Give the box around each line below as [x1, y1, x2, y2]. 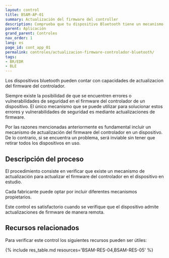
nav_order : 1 [5, 36, 33, 41]
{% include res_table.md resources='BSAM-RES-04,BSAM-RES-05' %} [5, 247, 154, 253]
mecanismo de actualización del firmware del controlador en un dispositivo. [5, 129, 163, 135]
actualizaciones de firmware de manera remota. [5, 209, 105, 215]
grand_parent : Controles [5, 31, 58, 36]
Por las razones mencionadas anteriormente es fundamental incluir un [5, 124, 151, 130]
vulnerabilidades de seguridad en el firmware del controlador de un [5, 98, 145, 104]
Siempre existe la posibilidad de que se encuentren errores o [5, 93, 132, 99]
